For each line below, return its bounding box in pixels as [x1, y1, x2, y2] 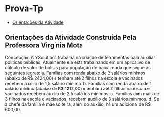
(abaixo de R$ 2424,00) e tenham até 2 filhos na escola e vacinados [5, 75, 143, 81]
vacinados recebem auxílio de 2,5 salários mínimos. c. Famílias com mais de [5, 90, 160, 96]
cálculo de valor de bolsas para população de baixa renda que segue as [5, 64, 151, 70]
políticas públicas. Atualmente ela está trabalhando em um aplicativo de [5, 59, 151, 65]
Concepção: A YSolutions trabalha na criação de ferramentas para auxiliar [5, 54, 156, 60]
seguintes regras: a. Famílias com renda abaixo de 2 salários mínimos [5, 70, 146, 76]
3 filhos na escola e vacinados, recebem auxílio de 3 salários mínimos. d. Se [5, 96, 160, 102]
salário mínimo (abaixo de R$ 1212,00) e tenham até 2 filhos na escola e [5, 86, 150, 91]
